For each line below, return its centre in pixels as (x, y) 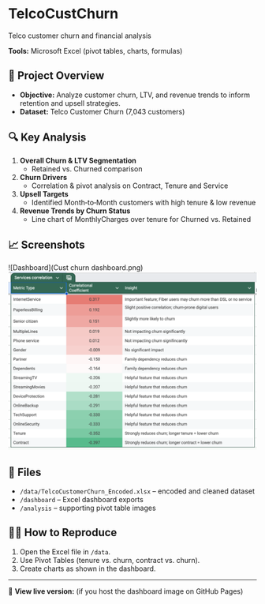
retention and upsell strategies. (70, 103)
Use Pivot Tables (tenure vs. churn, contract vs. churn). (110, 560)
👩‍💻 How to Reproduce (63, 533)
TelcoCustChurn (63, 14)
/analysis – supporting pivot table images (88, 508)
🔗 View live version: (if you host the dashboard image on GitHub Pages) (126, 591)
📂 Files (25, 472)
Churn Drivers (43, 177)
